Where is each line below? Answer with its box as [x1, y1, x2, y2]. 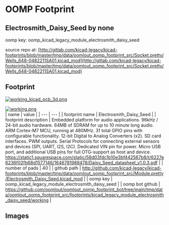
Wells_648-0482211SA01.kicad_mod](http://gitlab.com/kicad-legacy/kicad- [5, 58, 161, 64]
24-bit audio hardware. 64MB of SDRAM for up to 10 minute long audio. [5, 122, 154, 128]
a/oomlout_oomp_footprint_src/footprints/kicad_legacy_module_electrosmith [5, 192, 164, 198]
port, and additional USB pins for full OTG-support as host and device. [5, 149, 151, 155]
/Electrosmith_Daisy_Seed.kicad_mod [5, 176, 83, 182]
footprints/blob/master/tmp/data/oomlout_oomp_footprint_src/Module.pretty [5, 170, 164, 176]
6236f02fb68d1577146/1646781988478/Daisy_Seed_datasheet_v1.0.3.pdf [5, 159, 158, 165]
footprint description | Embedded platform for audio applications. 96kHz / [5, 117, 158, 123]
